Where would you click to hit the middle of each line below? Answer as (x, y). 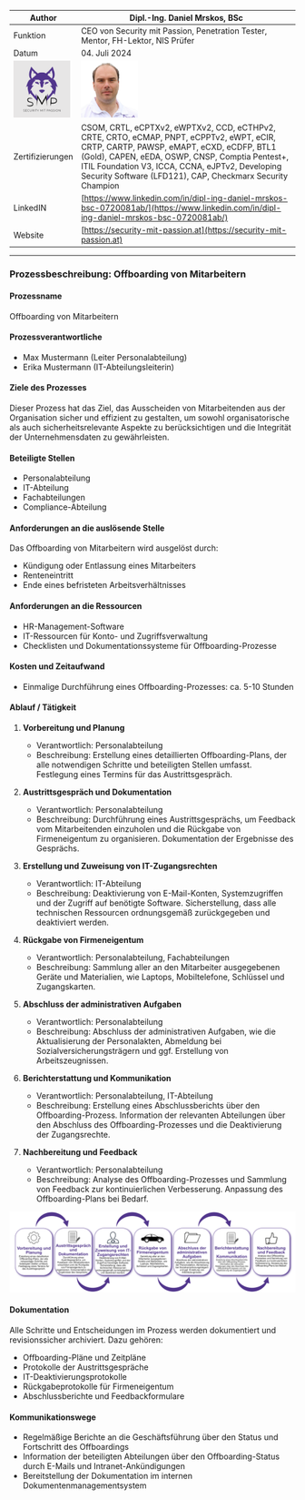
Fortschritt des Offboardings (76, 1447)
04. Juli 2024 (106, 53)
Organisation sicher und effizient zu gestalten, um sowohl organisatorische (150, 418)
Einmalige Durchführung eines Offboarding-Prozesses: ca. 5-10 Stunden (158, 686)
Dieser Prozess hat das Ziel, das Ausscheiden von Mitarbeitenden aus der (148, 408)
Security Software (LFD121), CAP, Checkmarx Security (185, 176)
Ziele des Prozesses (48, 388)
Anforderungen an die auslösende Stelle (87, 528)
